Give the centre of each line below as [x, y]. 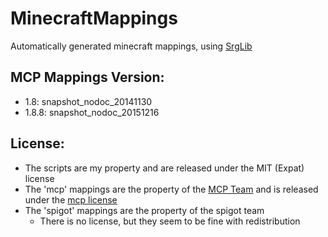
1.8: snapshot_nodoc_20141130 [88, 101]
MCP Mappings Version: [87, 77]
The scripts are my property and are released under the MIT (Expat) [164, 168]
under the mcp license [71, 199]
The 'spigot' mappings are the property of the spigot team [144, 210]
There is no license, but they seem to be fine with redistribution [170, 221]
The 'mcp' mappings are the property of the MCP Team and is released [171, 189]
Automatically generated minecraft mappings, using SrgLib [131, 46]
